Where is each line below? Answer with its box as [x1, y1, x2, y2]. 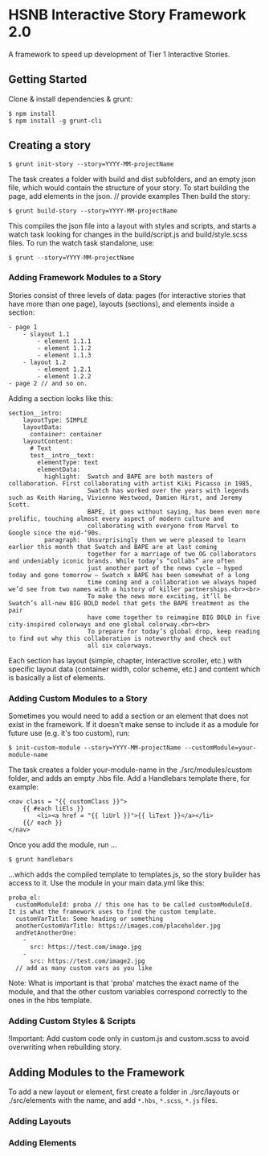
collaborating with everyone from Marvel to [87, 522, 239, 530]
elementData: [37, 465, 81, 473]
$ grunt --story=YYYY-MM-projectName [8, 254, 135, 262]
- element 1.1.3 [37, 351, 92, 359]
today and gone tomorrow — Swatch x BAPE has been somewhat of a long [8, 571, 250, 579]
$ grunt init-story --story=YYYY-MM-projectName [8, 159, 174, 168]
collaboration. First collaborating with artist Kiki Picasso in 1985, [8, 479, 253, 488]
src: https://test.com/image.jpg [29, 943, 142, 952]
